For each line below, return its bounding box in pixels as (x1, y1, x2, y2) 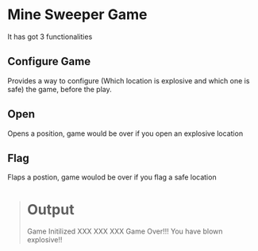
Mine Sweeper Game (7, 6, 148, 24)
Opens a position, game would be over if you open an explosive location (7, 129, 244, 138)
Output (26, 200, 75, 218)
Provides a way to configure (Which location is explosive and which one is (7, 75, 250, 85)
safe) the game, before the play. (7, 84, 112, 94)
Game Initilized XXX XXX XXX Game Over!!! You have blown (26, 226, 223, 236)
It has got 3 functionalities (7, 32, 93, 41)
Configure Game (7, 55, 91, 68)
